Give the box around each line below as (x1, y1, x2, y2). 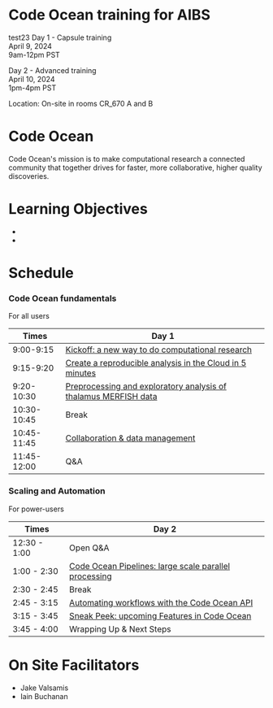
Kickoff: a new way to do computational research (65, 344, 252, 355)
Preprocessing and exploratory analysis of (65, 380, 227, 392)
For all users (8, 311, 50, 321)
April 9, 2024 (8, 41, 53, 50)
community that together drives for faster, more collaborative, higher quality (8, 163, 262, 172)
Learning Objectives (8, 200, 148, 219)
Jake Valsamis (19, 683, 69, 693)
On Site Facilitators (8, 656, 140, 674)
